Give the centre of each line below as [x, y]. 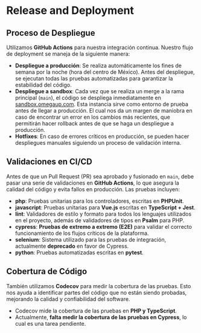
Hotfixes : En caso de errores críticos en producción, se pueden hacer [102, 136]
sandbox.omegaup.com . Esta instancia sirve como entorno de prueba [102, 104]
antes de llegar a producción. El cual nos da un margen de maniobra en [104, 110]
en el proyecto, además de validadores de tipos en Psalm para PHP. [100, 220]
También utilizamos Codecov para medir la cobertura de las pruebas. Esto [99, 286]
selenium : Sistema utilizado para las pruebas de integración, [91, 239]
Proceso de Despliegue [51, 33]
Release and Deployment [70, 11]
